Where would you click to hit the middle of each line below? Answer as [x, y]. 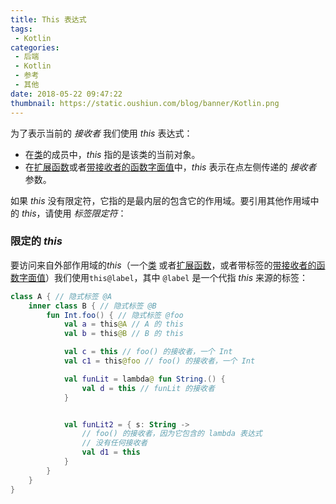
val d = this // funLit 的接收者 [148, 388]
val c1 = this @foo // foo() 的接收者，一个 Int [159, 361]
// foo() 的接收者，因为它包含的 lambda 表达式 [172, 434]
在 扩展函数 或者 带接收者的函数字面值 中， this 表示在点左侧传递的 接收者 [170, 167]
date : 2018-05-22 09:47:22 [66, 94]
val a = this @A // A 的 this [123, 324]
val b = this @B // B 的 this [123, 334]
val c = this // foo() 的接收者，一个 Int [148, 352]
